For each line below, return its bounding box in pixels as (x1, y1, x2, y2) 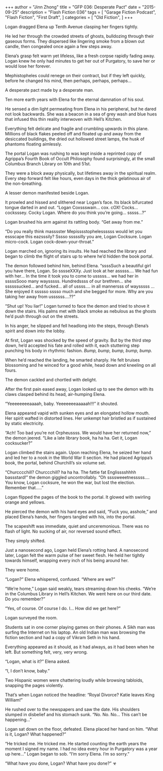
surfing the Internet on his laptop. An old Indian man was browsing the (5, 629, 146, 635)
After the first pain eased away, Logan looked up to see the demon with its (5, 386, 154, 392)
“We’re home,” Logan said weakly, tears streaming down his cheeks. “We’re (5, 586, 156, 591)
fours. (5, 367, 17, 373)
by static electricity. (5, 421, 45, 426)
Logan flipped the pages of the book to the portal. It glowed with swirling (5, 494, 151, 500)
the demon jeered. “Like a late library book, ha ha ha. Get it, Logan (5, 435, 137, 441)
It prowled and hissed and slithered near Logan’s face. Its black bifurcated (5, 199, 153, 205)
